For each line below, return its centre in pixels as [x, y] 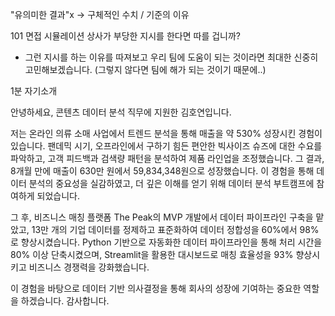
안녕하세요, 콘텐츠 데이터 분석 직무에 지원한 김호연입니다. [121, 112]
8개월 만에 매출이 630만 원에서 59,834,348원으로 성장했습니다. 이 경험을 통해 [162, 171]
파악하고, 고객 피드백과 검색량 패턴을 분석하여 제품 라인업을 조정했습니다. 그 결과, [167, 158]
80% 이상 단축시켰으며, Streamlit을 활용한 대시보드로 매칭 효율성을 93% [152, 254]
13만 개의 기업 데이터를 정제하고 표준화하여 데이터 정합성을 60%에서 [164, 229]
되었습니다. [58, 196]
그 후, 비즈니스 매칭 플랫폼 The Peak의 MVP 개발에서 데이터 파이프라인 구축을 [162, 217]
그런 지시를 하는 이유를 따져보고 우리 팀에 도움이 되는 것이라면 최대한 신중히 [171, 57]
